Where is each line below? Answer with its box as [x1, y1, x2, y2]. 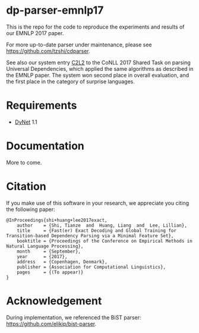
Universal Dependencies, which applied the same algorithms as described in [6, 65, 194, 72]
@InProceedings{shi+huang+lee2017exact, [6, 217, 108, 223]
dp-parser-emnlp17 [6, 4, 104, 17]
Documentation [6, 139, 85, 153]
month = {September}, [17, 248, 81, 255]
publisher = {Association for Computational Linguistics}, [17, 264, 166, 270]
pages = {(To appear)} [17, 269, 84, 275]
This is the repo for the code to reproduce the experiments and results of [6, 23, 185, 30]
